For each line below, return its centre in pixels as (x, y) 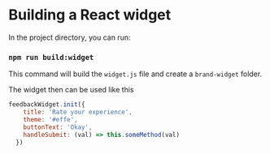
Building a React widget (90, 15)
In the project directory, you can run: (70, 37)
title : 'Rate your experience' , (78, 112)
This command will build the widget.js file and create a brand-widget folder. (135, 74)
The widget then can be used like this (71, 90)
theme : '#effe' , (51, 119)
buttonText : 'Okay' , (58, 127)
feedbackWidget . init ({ (47, 105)
